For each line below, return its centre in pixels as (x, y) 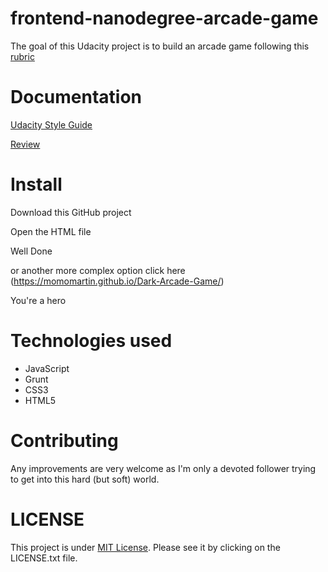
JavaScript (47, 368)
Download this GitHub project (71, 212)
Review (25, 144)
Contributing (64, 440)
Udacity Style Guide (51, 124)
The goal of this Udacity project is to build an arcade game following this (160, 46)
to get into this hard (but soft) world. (85, 479)
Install (36, 184)
